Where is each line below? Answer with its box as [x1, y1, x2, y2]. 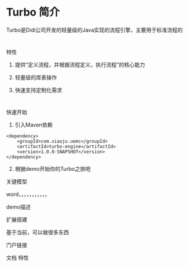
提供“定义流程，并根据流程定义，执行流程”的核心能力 [14, 61, 145, 69]
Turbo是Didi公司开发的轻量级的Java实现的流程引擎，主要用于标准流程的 [6, 26, 183, 33]
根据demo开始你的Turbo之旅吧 [14, 165, 91, 173]
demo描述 [6, 204, 31, 211]
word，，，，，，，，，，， [6, 191, 51, 198]
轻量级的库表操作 [14, 74, 57, 81]
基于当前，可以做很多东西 [6, 229, 69, 236]
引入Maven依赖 [14, 121, 53, 128]
